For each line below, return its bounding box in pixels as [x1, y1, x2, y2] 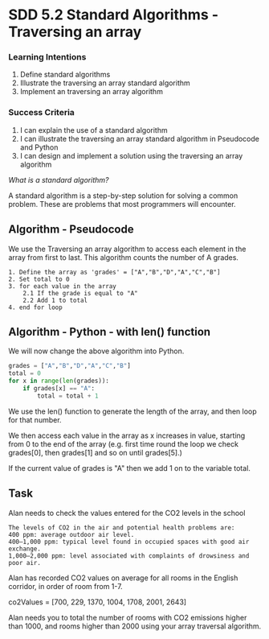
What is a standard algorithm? [8, 175, 109, 184]
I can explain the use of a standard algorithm [19, 125, 168, 134]
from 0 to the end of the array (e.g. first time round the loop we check [8, 439, 239, 448]
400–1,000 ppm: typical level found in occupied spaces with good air [8, 538, 250, 546]
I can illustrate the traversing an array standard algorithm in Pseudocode [19, 134, 259, 143]
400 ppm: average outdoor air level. [8, 530, 135, 538]
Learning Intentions [8, 52, 87, 63]
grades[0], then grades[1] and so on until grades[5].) [8, 447, 183, 457]
